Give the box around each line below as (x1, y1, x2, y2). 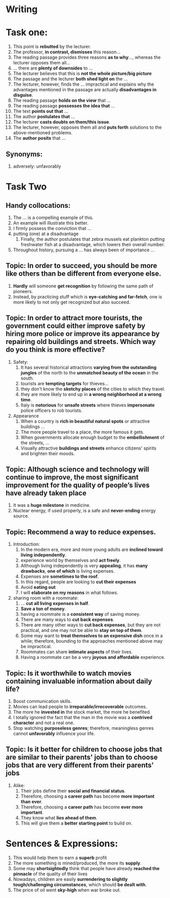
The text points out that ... (13, 108, 68, 115)
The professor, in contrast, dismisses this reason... (13, 49, 121, 55)
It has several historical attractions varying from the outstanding (20, 364, 157, 370)
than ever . (20, 798, 42, 804)
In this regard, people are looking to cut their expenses (20, 579, 136, 585)
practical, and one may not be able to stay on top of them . (20, 627, 143, 633)
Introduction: (13, 541, 40, 547)
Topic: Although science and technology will (6, 465, 149, 473)
